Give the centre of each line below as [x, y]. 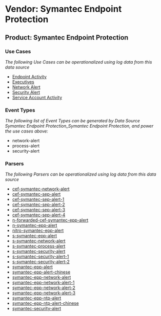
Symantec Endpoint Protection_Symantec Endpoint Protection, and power [79, 126]
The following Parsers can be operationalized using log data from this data [81, 174]
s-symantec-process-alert [39, 246]
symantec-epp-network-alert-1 [43, 283]
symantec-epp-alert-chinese [41, 272]
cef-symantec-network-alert [41, 189]
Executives [23, 82]
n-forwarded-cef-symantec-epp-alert [50, 220]
